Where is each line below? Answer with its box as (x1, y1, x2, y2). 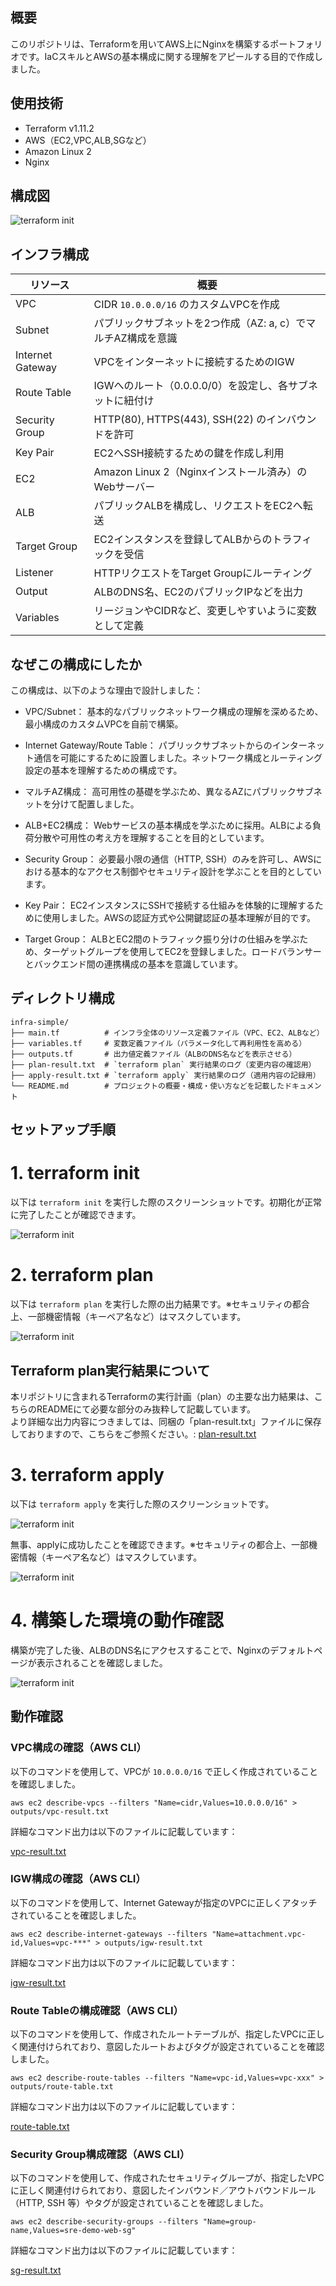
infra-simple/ (10, 1017, 70, 1027)
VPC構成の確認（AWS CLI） (10, 1741, 147, 1755)
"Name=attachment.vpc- (211, 1929, 307, 1939)
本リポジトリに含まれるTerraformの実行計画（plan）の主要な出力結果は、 (10, 1390, 315, 1402)
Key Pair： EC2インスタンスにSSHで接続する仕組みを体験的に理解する (24, 899, 315, 912)
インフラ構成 (10, 246, 90, 263)
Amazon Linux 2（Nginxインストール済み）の (93, 465, 308, 479)
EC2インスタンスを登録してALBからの (93, 533, 273, 547)
